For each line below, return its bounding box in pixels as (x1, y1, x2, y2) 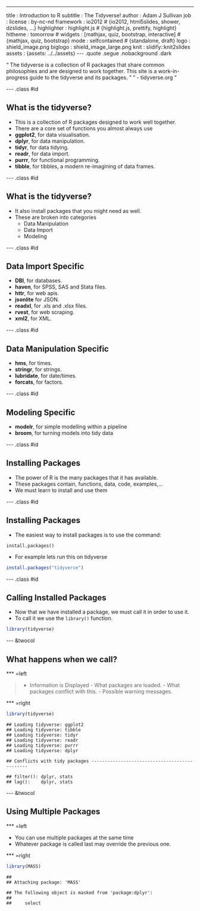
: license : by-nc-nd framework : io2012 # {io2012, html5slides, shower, (6, 18, 180, 25)
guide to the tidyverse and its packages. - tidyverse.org (29, 74, 173, 81)
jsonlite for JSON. (14, 296, 60, 303)
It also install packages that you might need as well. (14, 207, 142, 214)
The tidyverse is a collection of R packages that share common (10, 61, 165, 68)
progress (6, 74, 29, 81)
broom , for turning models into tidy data (14, 430, 113, 437)
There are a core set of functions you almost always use (14, 124, 153, 132)
